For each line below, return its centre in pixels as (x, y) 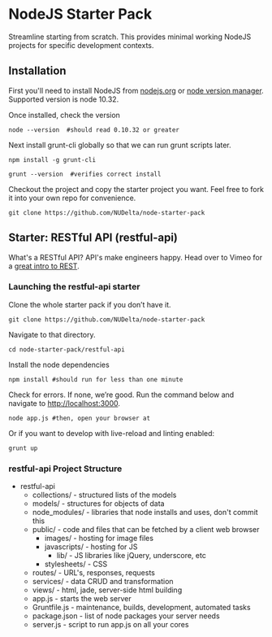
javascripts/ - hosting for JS (91, 547)
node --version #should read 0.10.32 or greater (94, 130)
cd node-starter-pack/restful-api (67, 349)
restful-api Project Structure (65, 469)
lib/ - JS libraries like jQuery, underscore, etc (132, 556)
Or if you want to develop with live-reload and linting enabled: (112, 433)
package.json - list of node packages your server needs (126, 616)
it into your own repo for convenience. (72, 198)
